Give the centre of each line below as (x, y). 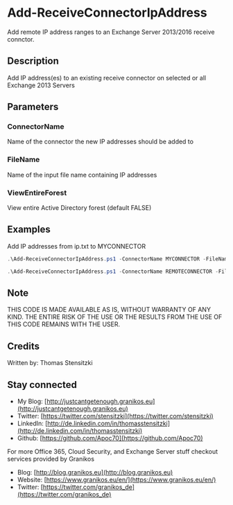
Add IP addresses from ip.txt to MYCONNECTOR (77, 246)
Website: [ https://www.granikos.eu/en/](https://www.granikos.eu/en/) (116, 480)
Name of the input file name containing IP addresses (82, 175)
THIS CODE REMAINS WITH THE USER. (64, 324)
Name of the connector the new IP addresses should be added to (101, 142)
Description (33, 61)
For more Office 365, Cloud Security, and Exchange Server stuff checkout (113, 452)
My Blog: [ (32, 401)
